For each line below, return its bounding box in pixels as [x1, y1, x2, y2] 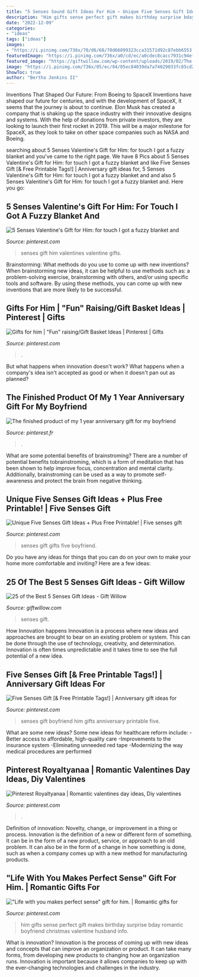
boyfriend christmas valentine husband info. [20, 927, 129, 934]
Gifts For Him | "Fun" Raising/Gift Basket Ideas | [6, 303, 185, 313]
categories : [6, 25, 36, 31]
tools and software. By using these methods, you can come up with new [6, 280, 182, 287]
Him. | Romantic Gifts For [6, 882, 100, 892]
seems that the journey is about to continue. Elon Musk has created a [6, 104, 175, 111]
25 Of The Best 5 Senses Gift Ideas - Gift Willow [6, 577, 185, 587]
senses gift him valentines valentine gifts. [20, 249, 122, 257]
